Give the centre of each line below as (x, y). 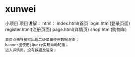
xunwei (21, 9)
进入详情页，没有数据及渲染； (31, 50)
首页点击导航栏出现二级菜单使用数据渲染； (42, 40)
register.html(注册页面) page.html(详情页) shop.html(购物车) (66, 29)
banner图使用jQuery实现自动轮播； (37, 45)
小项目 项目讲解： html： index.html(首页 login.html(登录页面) (68, 23)
